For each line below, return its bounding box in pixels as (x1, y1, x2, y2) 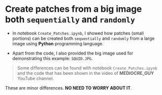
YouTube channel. (17, 75, 54, 81)
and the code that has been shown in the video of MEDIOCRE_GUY (17, 70, 154, 76)
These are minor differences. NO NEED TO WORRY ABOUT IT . (5, 85, 132, 91)
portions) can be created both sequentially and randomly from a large (12, 35, 155, 41)
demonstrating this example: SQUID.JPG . (12, 55, 93, 61)
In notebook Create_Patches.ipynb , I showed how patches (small (12, 30, 144, 36)
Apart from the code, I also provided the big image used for (12, 50, 133, 56)
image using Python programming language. (12, 40, 104, 46)
